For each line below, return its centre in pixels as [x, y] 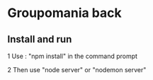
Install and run [40, 39]
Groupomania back [64, 13]
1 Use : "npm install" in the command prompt [73, 56]
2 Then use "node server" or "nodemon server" [77, 70]
